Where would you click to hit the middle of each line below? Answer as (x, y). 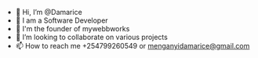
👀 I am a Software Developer (62, 20)
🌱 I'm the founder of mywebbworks (73, 29)
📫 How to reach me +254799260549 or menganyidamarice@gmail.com (133, 46)
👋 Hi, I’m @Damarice (49, 12)
